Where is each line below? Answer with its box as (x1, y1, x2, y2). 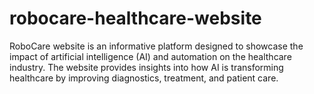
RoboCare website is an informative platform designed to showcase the (9, 40, 304, 52)
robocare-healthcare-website (9, 7, 262, 30)
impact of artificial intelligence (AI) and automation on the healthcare (9, 50, 292, 62)
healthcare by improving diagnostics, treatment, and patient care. (9, 72, 279, 84)
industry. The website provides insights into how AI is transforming (9, 61, 284, 73)
